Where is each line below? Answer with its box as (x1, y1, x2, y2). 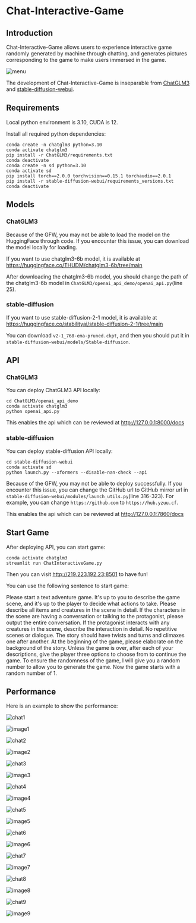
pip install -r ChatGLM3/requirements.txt (6, 152, 113, 158)
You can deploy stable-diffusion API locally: (6, 448, 113, 455)
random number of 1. (6, 669, 58, 677)
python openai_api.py (6, 409, 60, 415)
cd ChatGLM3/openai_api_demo (6, 398, 78, 404)
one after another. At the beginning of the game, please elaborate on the (6, 638, 183, 645)
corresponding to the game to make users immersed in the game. (6, 57, 166, 63)
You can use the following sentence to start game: (6, 582, 129, 589)
